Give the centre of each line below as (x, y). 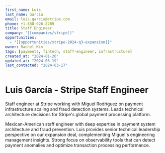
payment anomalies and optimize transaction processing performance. (78, 146)
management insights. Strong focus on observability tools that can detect (80, 140)
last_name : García (24, 14)
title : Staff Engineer (29, 28)
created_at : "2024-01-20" (32, 56)
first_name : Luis (23, 10)
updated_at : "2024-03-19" (32, 61)
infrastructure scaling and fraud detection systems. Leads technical (74, 109)
